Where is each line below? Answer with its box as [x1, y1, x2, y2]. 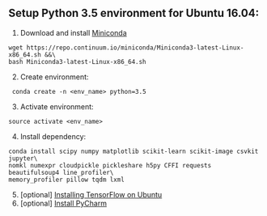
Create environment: [19, 72, 89, 82]
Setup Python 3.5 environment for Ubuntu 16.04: [8, 6, 260, 20]
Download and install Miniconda [19, 28, 127, 37]
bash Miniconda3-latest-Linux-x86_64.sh [8, 57, 147, 66]
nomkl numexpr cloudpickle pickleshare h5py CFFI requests [8, 161, 212, 169]
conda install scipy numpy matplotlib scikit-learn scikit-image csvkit [8, 147, 259, 155]
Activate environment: [19, 101, 95, 112]
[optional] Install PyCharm [19, 198, 108, 208]
